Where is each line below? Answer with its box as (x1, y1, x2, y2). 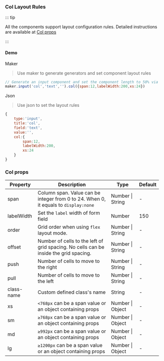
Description (58, 181, 86, 188)
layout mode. (37, 230, 67, 237)
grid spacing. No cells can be (37, 244, 105, 251)
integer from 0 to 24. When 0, (37, 196, 106, 202)
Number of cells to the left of (37, 238, 103, 244)
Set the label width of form (37, 210, 100, 217)
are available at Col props (5, 29, 57, 35)
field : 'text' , (14, 125, 42, 130)
